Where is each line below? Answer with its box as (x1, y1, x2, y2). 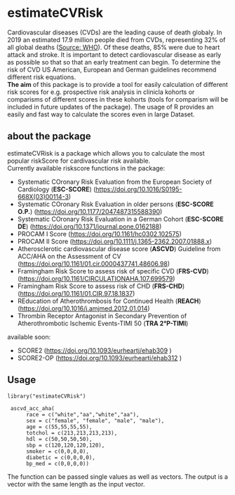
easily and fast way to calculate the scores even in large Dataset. (7, 110, 195, 118)
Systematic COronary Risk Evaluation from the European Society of (17, 177, 213, 186)
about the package (7, 130, 91, 142)
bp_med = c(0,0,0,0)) (25, 460, 90, 467)
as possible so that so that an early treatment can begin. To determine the (7, 57, 221, 66)
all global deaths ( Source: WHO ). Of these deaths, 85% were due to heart (7, 43, 220, 51)
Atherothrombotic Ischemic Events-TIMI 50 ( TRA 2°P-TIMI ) (17, 319, 189, 327)
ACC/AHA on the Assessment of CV (17, 252, 121, 260)
